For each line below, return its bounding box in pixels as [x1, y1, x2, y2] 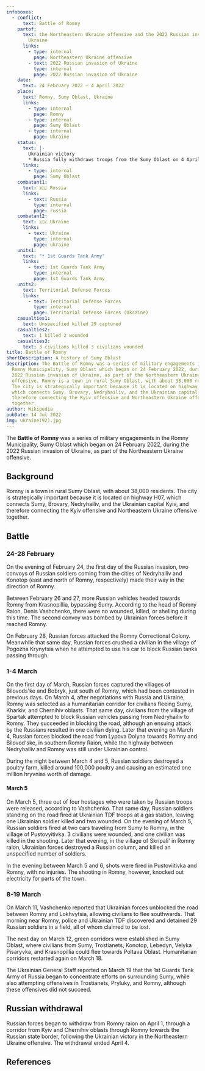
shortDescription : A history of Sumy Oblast [6, 355, 121, 361]
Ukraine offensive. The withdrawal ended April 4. [6, 1039, 129, 1047]
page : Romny [33, 111, 64, 117]
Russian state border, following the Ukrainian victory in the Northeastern [6, 1033, 188, 1040]
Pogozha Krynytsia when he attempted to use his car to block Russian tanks [6, 645, 198, 653]
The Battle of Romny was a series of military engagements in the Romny [6, 434, 189, 441]
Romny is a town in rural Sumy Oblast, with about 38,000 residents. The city [6, 488, 197, 495]
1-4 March [6, 667, 38, 676]
